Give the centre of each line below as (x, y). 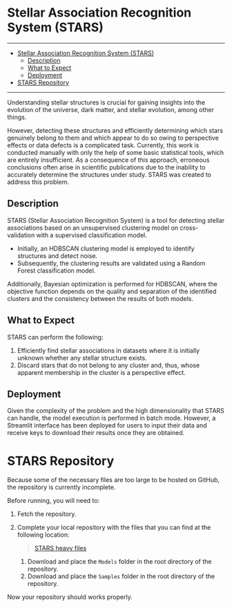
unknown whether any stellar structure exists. (82, 358)
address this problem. (38, 182)
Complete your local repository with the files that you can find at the (114, 528)
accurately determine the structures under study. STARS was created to (109, 174)
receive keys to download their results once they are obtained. (96, 433)
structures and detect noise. (57, 256)
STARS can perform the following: (55, 337)
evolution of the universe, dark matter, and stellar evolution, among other (110, 109)
